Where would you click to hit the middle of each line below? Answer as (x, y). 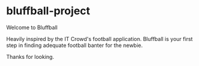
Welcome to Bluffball (32, 27)
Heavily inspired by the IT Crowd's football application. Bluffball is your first (99, 39)
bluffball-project (48, 11)
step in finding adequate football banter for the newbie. (75, 45)
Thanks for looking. (30, 56)
